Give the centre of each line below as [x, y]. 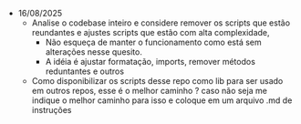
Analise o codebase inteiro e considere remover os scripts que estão [161, 23]
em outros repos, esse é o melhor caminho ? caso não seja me [149, 91]
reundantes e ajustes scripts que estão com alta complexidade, [151, 32]
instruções [52, 110]
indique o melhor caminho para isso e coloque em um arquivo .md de [162, 100]
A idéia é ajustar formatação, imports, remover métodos [150, 62]
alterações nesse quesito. [94, 52]
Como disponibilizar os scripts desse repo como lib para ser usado [157, 81]
